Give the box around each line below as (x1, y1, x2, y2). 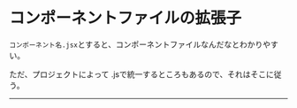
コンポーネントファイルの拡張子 (9, 8, 242, 28)
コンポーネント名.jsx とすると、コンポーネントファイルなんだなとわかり (9, 39, 263, 50)
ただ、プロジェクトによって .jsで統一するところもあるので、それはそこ (9, 68, 267, 80)
